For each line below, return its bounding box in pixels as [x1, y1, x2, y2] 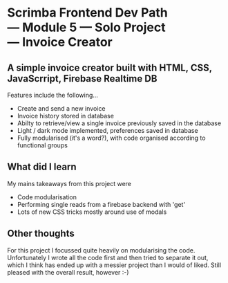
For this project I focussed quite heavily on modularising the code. [7, 246, 196, 254]
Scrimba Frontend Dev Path [7, 5, 168, 21]
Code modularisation [17, 192, 77, 201]
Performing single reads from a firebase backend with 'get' [17, 200, 186, 208]
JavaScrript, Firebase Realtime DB [7, 73, 158, 84]
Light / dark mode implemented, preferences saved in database [17, 127, 198, 134]
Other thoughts [7, 228, 75, 239]
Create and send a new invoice [17, 104, 106, 112]
